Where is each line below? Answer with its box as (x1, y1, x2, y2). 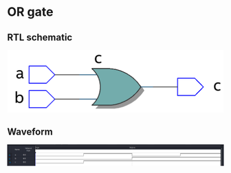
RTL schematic (7, 32, 73, 43)
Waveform (7, 126, 53, 137)
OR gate (7, 4, 54, 20)
